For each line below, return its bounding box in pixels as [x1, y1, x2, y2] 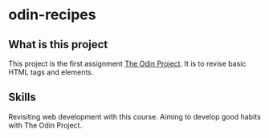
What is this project [8, 38, 108, 51]
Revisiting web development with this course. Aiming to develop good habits [8, 112, 261, 121]
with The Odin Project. [8, 120, 83, 130]
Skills [8, 91, 36, 104]
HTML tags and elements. [8, 67, 94, 77]
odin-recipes [8, 6, 96, 24]
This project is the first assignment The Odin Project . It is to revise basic [8, 59, 247, 68]
